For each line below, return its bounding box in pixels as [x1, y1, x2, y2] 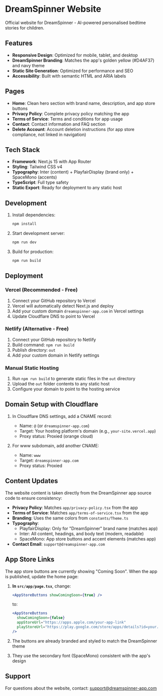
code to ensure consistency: [5, 495, 62, 501]
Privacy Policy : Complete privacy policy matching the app [12, 110, 129, 116]
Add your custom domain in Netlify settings [12, 352, 100, 358]
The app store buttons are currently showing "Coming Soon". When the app [5, 568, 158, 574]
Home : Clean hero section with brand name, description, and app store [12, 100, 155, 106]
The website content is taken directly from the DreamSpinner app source [5, 490, 152, 496]
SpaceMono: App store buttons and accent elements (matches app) [19, 536, 156, 541]
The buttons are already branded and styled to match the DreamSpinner [12, 638, 158, 644]
